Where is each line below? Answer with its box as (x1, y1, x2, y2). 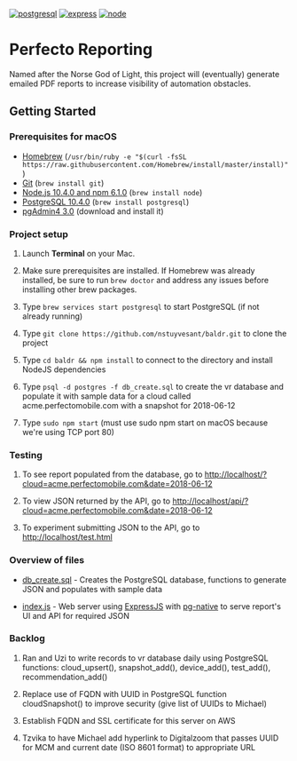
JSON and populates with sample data (21, 583, 162, 594)
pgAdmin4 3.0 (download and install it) (21, 205, 164, 217)
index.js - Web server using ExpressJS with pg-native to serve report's (21, 600, 282, 612)
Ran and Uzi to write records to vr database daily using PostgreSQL (21, 653, 269, 663)
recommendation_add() (21, 671, 108, 682)
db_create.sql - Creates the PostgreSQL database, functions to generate (21, 574, 286, 585)
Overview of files (9, 554, 85, 567)
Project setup (9, 227, 68, 240)
